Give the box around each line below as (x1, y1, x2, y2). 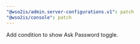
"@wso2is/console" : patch (6, 14, 72, 20)
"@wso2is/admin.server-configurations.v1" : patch (6, 8, 135, 15)
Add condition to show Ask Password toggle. (6, 31, 118, 38)
